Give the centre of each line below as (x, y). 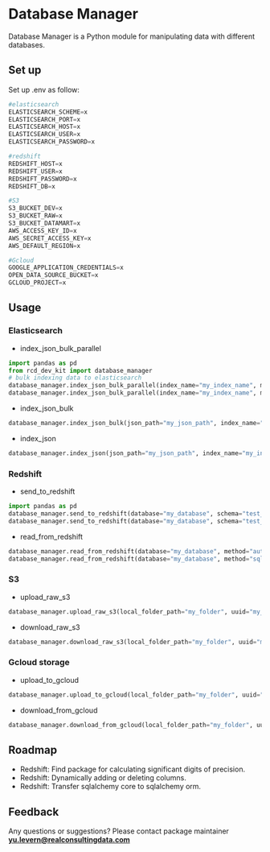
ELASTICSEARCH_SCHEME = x (48, 112)
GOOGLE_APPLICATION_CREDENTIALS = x (66, 268)
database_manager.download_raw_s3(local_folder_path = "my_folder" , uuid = (133, 642)
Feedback (34, 811)
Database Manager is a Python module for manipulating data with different (132, 36)
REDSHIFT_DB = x (32, 186)
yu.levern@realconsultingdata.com (69, 840)
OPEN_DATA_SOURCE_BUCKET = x (53, 275)
